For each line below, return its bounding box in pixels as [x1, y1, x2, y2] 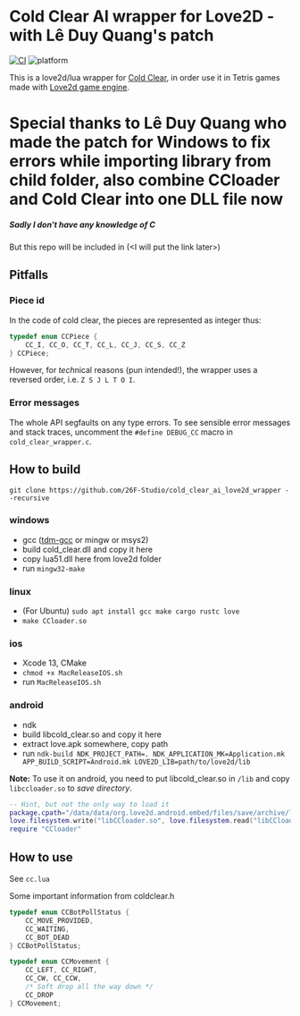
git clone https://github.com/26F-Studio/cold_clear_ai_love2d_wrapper [9, 486, 281, 495]
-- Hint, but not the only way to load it [9, 800, 170, 809]
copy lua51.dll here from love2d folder [21, 553, 162, 564]
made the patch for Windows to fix [9, 132, 271, 153]
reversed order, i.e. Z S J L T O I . [9, 374, 136, 385]
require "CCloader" [9, 825, 82, 834]
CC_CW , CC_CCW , [25, 974, 82, 983]
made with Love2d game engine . [9, 81, 129, 92]
